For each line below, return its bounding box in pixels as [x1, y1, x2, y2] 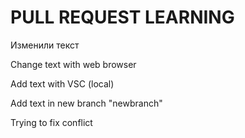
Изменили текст [10, 39, 80, 51]
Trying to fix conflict [10, 116, 93, 128]
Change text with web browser [10, 58, 137, 70]
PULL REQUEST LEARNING [10, 6, 235, 29]
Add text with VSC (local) [10, 77, 115, 90]
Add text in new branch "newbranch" [10, 97, 163, 109]
